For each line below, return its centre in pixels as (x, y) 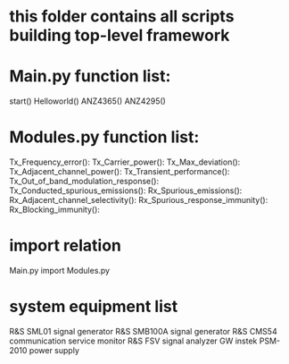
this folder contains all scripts (122, 17)
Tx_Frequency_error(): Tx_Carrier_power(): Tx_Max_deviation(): (125, 162)
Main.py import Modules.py (59, 271)
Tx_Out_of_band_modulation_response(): (84, 182)
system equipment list (94, 307)
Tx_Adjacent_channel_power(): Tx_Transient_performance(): (120, 172)
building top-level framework (120, 35)
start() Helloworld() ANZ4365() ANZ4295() (88, 101)
